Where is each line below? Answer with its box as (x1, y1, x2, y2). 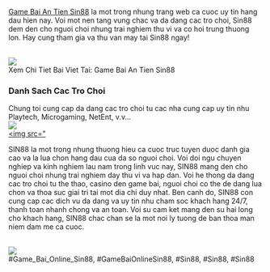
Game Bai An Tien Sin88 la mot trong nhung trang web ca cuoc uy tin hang (8, 7, 258, 16)
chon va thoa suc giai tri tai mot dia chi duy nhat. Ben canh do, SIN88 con (8, 188, 253, 198)
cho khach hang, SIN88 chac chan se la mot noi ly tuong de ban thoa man (8, 214, 255, 223)
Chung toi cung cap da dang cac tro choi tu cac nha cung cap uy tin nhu (8, 104, 250, 113)
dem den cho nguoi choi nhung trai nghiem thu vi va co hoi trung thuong (8, 24, 250, 33)
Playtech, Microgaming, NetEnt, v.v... (8, 113, 132, 122)
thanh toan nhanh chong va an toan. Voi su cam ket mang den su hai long (8, 205, 253, 215)
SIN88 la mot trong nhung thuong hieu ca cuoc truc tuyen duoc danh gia (8, 145, 251, 155)
